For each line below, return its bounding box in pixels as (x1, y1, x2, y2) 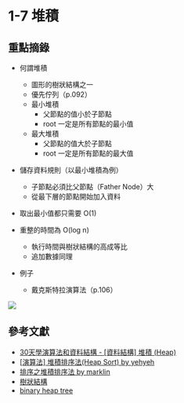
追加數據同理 (31, 252, 73, 261)
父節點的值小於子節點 (42, 109, 112, 119)
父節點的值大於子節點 (42, 139, 112, 148)
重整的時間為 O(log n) (19, 225, 90, 234)
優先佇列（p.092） (31, 90, 92, 99)
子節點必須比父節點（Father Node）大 (31, 182, 154, 191)
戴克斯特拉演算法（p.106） (31, 285, 117, 295)
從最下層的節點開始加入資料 (31, 192, 121, 201)
